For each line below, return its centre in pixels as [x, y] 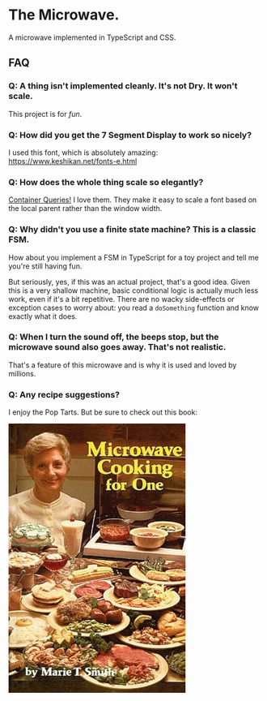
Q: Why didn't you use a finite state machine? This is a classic [132, 230]
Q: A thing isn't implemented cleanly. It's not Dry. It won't [123, 86]
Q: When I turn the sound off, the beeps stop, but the [114, 337]
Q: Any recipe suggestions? [64, 394]
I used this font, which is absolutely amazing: [83, 153]
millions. [22, 373]
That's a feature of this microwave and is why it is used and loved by [123, 365]
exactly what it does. [43, 316]
